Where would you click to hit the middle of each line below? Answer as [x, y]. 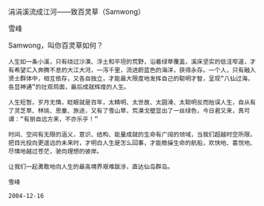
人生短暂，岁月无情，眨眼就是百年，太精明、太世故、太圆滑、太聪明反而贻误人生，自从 [129, 102]
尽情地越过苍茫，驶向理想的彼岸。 [55, 151]
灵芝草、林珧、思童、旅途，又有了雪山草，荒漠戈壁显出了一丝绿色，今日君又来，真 [129, 111]
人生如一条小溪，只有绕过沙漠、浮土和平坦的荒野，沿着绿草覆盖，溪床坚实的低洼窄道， [129, 62]
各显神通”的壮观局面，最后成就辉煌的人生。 [69, 87]
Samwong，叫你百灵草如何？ [56, 45]
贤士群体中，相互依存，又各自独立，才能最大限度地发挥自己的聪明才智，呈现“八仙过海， [131, 78]
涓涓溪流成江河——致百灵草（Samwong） [77, 11]
